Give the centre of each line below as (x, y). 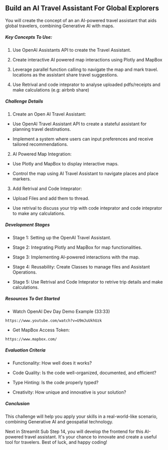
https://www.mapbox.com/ (31, 339)
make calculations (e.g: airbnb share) (51, 89)
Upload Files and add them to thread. (51, 198)
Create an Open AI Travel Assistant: (49, 114)
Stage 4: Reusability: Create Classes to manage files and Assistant (81, 266)
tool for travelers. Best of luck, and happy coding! (56, 442)
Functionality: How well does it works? (52, 363)
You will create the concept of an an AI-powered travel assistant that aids (81, 20)
